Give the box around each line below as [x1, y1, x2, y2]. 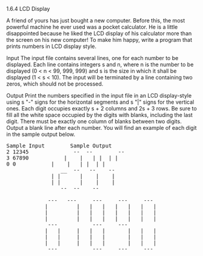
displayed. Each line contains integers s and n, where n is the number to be [6, 61, 194, 68]
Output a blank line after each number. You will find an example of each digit [6, 124, 197, 131]
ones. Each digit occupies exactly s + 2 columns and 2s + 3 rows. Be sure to [6, 105, 197, 112]
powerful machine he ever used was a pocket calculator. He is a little [6, 24, 178, 30]
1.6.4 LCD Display [6, 5, 50, 12]
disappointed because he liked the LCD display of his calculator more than [6, 30, 192, 37]
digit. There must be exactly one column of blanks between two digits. [6, 118, 182, 125]
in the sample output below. [6, 130, 76, 138]
